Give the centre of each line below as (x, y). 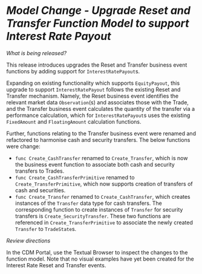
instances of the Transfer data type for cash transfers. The (88, 203)
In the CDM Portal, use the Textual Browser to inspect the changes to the (97, 252)
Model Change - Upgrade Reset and (98, 11)
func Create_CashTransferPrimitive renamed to (75, 177)
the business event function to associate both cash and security (95, 164)
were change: (23, 146)
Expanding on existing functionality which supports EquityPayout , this (93, 83)
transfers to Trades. (40, 171)
